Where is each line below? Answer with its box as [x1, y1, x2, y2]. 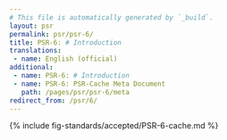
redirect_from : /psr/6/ [9, 95, 98, 105]
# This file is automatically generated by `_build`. [9, 12, 214, 22]
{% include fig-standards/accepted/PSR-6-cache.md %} [9, 120, 219, 131]
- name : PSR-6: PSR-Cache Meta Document [13, 79, 166, 88]
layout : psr [9, 21, 54, 30]
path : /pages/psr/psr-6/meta [21, 87, 130, 96]
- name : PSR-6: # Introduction [13, 71, 130, 80]
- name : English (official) [13, 54, 118, 63]
